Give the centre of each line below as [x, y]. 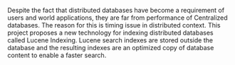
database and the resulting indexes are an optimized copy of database [111, 48]
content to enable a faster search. [57, 55]
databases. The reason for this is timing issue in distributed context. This [114, 25]
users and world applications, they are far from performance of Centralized [117, 18]
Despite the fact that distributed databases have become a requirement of [116, 10]
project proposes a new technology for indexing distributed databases [110, 32]
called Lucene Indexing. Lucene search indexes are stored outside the [110, 40]
